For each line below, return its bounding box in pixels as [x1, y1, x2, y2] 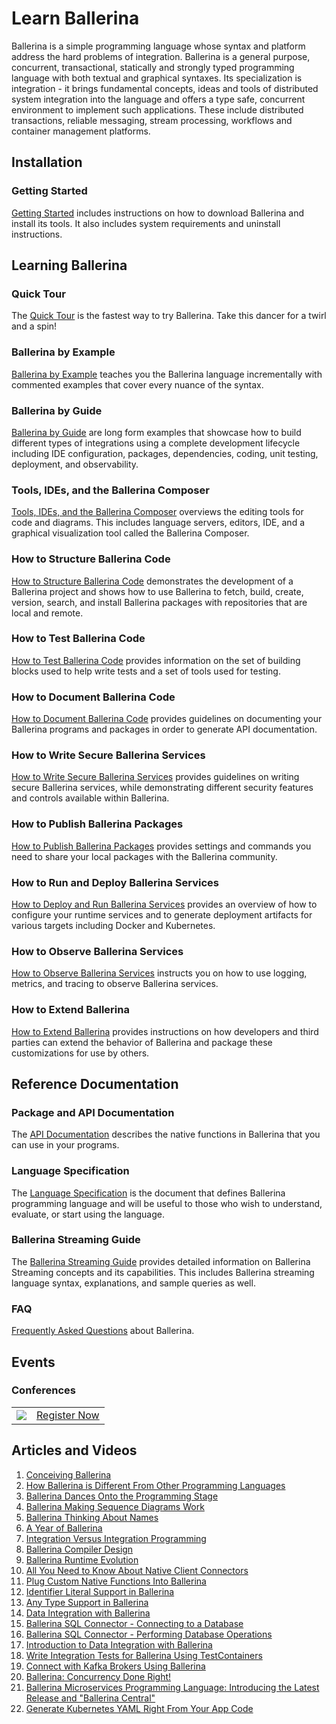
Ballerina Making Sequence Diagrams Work [25, 1500, 205, 1512]
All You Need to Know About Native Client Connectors [25, 1564, 249, 1576]
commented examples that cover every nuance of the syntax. [11, 378, 264, 391]
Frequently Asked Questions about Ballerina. [11, 1325, 195, 1337]
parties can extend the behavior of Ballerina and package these [11, 1036, 273, 1048]
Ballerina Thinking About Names [25, 1511, 159, 1523]
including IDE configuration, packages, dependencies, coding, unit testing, [11, 447, 319, 459]
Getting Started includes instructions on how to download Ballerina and [11, 207, 305, 219]
